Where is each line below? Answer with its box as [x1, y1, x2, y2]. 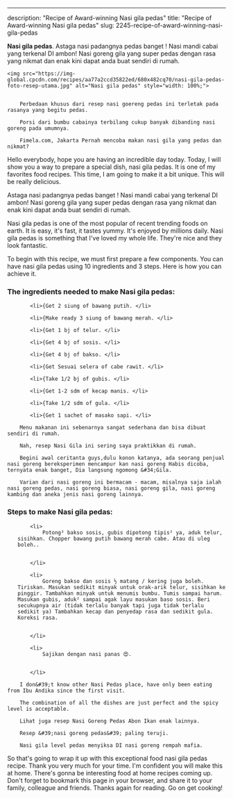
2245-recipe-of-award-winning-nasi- [115, 22, 223, 29]
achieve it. [7, 270, 37, 278]
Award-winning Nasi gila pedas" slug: [7, 22, 114, 29]
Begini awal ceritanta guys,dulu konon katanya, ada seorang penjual [19, 454, 225, 462]
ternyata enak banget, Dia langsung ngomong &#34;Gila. [7, 467, 172, 474]
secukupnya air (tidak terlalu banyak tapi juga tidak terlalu [17, 602, 205, 609]
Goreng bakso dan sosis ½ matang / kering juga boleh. [42, 577, 205, 584]
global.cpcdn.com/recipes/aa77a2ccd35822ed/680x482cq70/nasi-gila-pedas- [7, 76, 225, 83]
